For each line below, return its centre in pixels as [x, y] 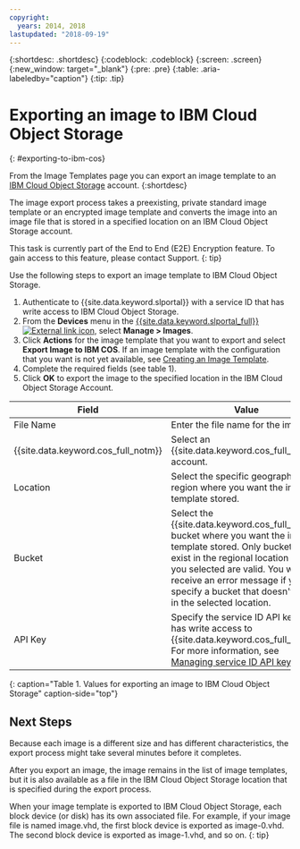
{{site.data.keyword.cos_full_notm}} [88, 451]
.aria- [210, 69]
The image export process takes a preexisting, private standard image [138, 203]
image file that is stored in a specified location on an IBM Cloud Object [139, 222]
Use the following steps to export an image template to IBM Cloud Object [143, 276]
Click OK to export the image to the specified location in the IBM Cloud [152, 378]
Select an [191, 439]
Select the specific [210, 477]
